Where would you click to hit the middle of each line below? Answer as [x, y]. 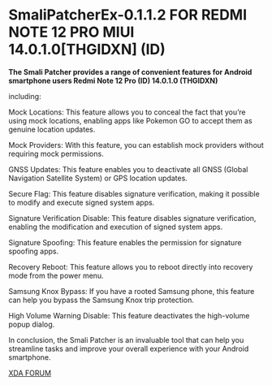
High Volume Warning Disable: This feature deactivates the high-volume [129, 315]
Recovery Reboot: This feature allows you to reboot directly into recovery [131, 266]
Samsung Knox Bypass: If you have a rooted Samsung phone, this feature [132, 291]
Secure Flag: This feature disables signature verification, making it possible [134, 193]
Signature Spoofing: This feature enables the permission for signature [125, 242]
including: [25, 96]
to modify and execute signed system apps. [82, 202]
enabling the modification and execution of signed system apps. [116, 227]
